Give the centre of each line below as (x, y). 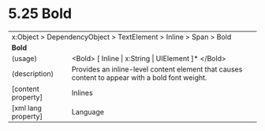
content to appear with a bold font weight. (139, 78)
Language (88, 112)
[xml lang (26, 107)
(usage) (24, 59)
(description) (33, 73)
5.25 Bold (40, 14)
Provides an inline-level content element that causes (157, 69)
